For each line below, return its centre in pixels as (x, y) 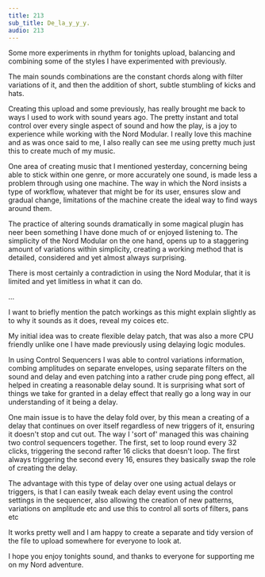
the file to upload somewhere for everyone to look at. (95, 541)
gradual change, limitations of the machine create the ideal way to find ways (133, 200)
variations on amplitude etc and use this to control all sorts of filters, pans (128, 509)
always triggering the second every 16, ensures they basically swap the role (132, 460)
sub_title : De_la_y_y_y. (49, 23)
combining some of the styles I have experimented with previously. (118, 61)
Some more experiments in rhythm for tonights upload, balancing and (122, 53)
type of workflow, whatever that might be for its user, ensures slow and (125, 192)
